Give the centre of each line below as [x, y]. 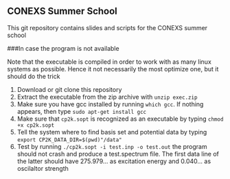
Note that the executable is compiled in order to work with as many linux [109, 62]
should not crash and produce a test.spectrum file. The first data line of [118, 154]
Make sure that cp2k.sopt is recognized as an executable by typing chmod [120, 119]
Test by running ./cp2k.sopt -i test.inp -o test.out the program [112, 146]
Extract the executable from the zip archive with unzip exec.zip [107, 97]
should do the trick [34, 76]
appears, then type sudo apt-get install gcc [82, 111]
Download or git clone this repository [69, 89]
